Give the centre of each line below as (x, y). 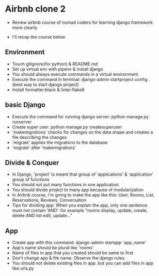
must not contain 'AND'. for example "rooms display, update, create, (80, 211)
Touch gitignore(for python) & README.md (55, 64)
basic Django (25, 105)
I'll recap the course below (39, 37)
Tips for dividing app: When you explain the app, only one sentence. (80, 205)
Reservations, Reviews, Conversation (49, 200)
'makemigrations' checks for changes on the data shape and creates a (82, 132)
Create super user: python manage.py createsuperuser (67, 127)
